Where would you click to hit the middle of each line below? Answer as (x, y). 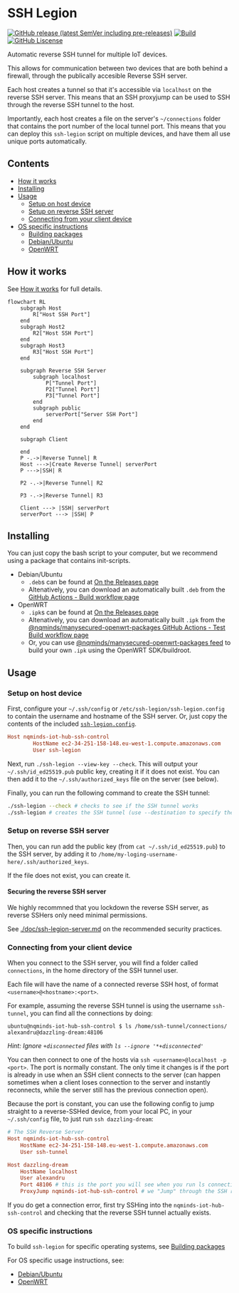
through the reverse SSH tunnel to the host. (71, 104)
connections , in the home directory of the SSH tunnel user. (93, 970)
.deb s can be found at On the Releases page (93, 582)
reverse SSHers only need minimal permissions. (78, 915)
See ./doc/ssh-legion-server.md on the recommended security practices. (115, 928)
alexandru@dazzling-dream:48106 (55, 1033)
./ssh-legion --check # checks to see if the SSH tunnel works (103, 806)
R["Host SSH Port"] (62, 314)
